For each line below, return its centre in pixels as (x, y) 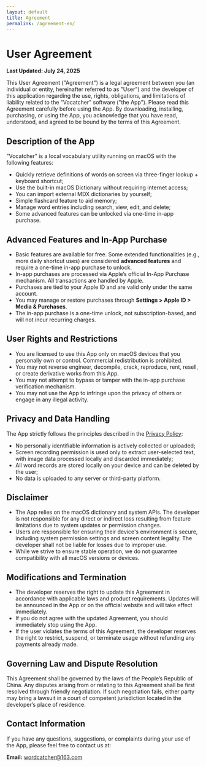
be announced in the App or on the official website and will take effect (104, 605)
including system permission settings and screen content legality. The (104, 538)
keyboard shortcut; (39, 181)
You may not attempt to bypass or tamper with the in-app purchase (100, 380)
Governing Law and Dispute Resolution (82, 663)
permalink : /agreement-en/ (41, 23)
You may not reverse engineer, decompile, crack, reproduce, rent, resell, (106, 367)
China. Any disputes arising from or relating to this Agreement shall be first (101, 685)
